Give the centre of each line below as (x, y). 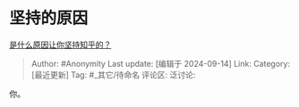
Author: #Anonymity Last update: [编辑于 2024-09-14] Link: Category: (161, 63)
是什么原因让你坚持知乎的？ (60, 45)
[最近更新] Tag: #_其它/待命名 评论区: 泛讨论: (113, 74)
